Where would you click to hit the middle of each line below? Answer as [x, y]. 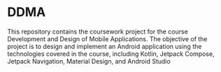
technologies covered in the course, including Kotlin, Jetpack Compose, [111, 54]
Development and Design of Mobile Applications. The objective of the [107, 38]
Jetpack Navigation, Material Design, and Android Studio [89, 61]
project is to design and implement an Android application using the [105, 46]
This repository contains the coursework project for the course [98, 31]
